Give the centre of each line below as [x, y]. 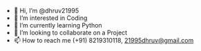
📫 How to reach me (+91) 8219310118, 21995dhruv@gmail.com [104, 40]
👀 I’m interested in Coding [50, 18]
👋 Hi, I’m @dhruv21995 [46, 11]
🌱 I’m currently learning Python [58, 25]
